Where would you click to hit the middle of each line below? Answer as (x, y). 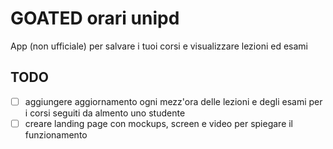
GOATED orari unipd (95, 18)
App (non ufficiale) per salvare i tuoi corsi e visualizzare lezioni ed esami (159, 46)
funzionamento (56, 134)
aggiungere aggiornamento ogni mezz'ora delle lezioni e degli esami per (173, 101)
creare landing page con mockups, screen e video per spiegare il (159, 123)
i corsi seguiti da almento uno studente (105, 113)
